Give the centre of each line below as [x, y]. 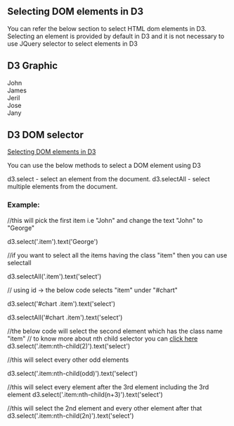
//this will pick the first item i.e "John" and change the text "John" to [105, 220]
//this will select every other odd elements [68, 360]
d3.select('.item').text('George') [53, 241]
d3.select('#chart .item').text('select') [61, 303]
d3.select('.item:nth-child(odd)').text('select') [73, 373]
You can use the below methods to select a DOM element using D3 [104, 166]
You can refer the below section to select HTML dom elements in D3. [107, 28]
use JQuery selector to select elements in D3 [73, 43]
